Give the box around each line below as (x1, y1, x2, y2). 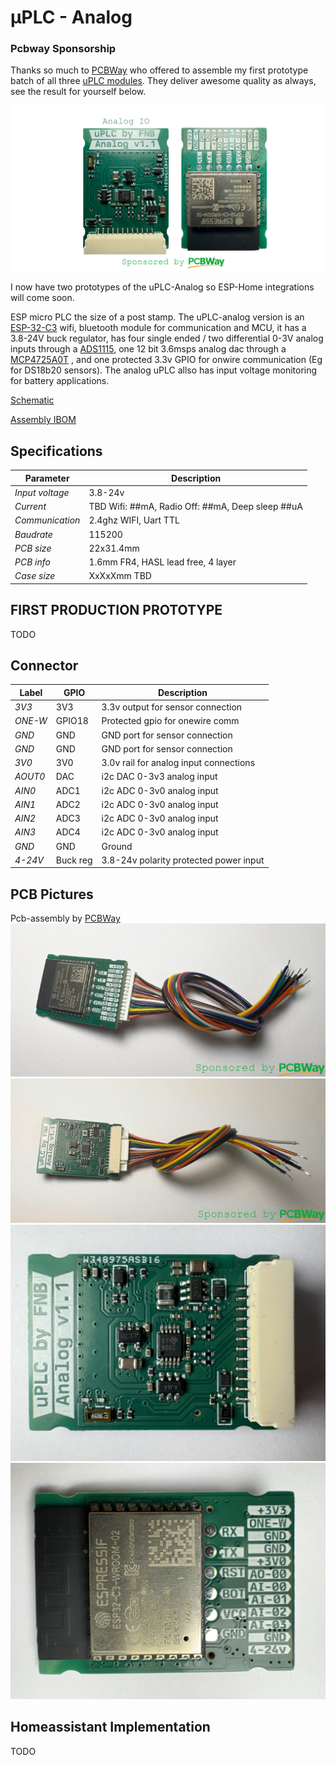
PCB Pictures (10, 886, 94, 903)
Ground (101, 840, 133, 852)
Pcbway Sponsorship (10, 42, 117, 56)
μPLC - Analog (10, 6, 133, 29)
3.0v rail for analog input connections (101, 757, 256, 769)
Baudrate (14, 528, 53, 540)
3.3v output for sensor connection (101, 701, 243, 713)
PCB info (14, 556, 51, 568)
